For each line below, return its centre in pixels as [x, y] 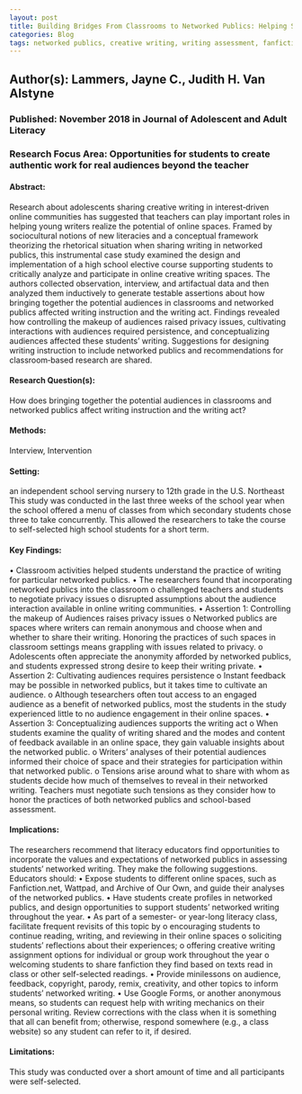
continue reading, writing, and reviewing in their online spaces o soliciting [146, 936]
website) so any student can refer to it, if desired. [100, 1031]
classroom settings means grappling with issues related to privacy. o [136, 646]
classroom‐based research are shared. [81, 360]
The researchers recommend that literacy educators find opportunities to [145, 849]
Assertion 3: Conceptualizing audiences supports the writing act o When [144, 723]
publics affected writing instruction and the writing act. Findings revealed [145, 312]
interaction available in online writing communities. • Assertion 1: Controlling [150, 608]
